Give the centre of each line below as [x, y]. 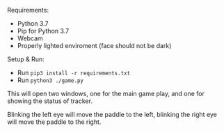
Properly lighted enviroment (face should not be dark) [94, 46]
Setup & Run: [26, 59]
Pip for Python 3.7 [43, 31]
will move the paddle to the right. [54, 122]
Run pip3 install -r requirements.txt [74, 73]
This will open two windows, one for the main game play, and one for [106, 94]
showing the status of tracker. [50, 101]
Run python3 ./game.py [50, 80]
